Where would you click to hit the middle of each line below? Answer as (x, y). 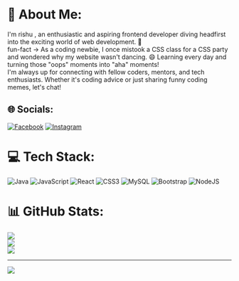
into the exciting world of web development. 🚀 (75, 41)
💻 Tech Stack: (51, 157)
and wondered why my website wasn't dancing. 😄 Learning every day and (117, 57)
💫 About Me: (45, 15)
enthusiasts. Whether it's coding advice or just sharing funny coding (107, 79)
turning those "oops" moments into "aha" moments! (83, 64)
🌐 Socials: (31, 110)
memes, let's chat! (34, 87)
